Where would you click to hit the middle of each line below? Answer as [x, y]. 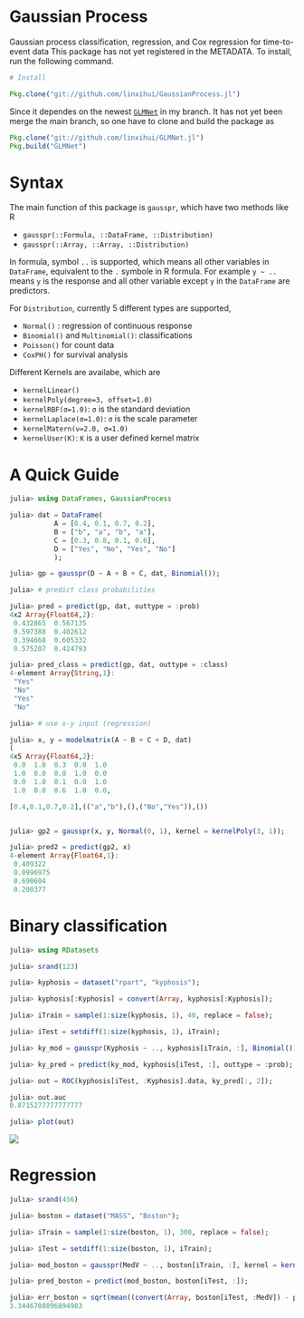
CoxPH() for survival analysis [75, 354]
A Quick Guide [65, 475]
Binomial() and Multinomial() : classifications [107, 335]
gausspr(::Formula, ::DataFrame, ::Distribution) [118, 236]
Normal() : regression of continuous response [107, 326]
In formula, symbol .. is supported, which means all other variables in [139, 262]
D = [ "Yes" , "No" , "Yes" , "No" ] [115, 549]
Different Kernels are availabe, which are [85, 373]
